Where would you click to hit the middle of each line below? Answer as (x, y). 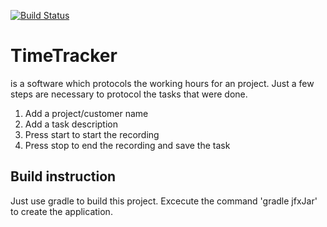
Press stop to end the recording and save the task (127, 145)
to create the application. (61, 211)
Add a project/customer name (86, 113)
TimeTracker (64, 56)
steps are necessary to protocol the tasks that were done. (129, 94)
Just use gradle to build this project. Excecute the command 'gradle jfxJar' (164, 201)
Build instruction (63, 176)
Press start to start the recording (92, 134)
